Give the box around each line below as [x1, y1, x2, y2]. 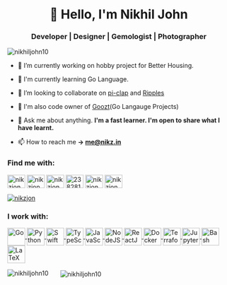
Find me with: [7, 158, 55, 168]
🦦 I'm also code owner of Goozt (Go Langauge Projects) [17, 103, 179, 111]
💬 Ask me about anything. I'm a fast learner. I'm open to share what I [17, 116, 221, 124]
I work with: [7, 211, 49, 221]
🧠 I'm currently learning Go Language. [17, 75, 129, 83]
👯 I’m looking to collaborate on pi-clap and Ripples [17, 88, 165, 98]
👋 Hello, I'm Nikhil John [49, 6, 189, 23]
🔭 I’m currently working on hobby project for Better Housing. [17, 62, 194, 70]
